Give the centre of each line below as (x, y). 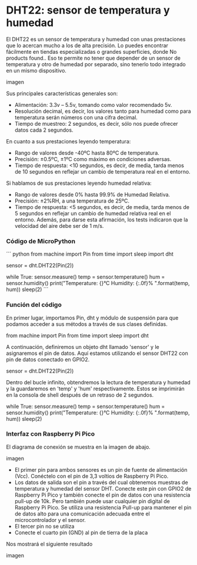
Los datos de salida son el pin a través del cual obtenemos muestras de (101, 482)
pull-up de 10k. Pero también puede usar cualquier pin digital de (92, 501)
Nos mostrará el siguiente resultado (49, 544)
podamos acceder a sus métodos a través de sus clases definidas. (87, 324)
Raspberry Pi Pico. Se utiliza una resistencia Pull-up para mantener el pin (103, 507)
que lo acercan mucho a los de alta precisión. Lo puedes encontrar (87, 45)
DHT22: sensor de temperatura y (88, 10)
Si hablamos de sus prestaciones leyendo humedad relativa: (79, 183)
